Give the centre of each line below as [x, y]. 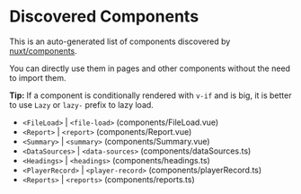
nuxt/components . [44, 50]
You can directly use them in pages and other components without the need [150, 68]
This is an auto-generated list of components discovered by [120, 41]
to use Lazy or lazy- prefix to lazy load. [82, 104]
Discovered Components [104, 17]
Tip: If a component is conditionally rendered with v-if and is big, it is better [150, 95]
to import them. [38, 77]
